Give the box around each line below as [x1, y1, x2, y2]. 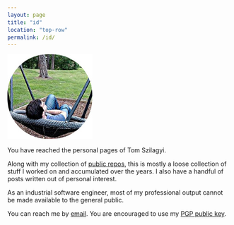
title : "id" [7, 18, 42, 26]
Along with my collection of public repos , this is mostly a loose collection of [7, 159, 227, 169]
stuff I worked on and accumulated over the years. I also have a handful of [7, 167, 224, 176]
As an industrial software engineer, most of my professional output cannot [7, 188, 223, 197]
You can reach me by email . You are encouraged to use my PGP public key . [7, 209, 227, 218]
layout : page [7, 11, 46, 18]
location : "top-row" [7, 26, 69, 33]
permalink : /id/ [7, 34, 55, 41]
